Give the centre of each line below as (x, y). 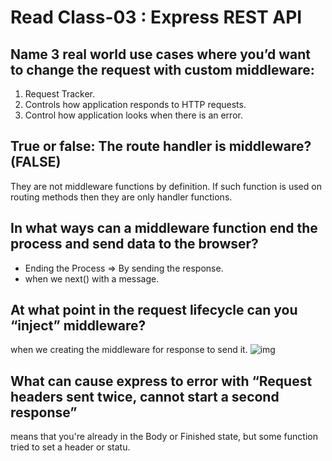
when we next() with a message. (92, 278)
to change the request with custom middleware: (162, 69)
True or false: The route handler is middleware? (161, 146)
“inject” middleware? (78, 326)
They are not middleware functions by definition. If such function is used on (166, 186)
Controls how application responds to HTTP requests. (135, 104)
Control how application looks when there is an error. (133, 115)
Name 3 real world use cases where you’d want (160, 54)
